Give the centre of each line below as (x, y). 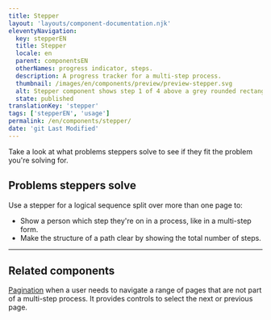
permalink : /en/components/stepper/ (70, 121)
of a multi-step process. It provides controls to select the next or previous (131, 299)
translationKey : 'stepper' (54, 106)
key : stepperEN (41, 38)
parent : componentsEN (52, 61)
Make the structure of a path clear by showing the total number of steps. (141, 238)
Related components (62, 270)
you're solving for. (38, 160)
